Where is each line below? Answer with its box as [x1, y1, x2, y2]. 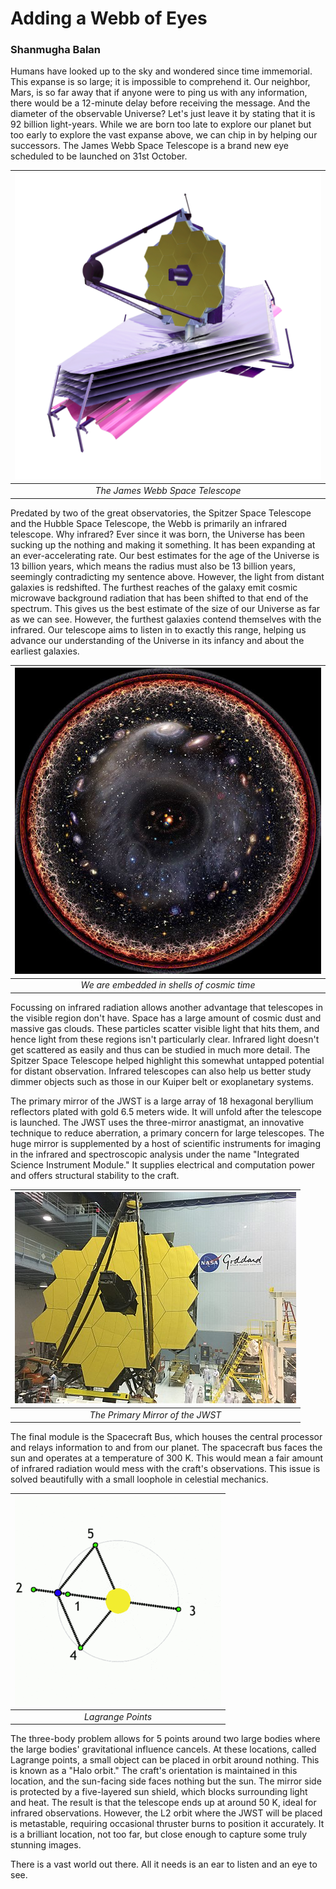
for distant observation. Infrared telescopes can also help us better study [10, 1065, 312, 1077]
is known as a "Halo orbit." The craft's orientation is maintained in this [10, 1765, 298, 1777]
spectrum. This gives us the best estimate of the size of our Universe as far [10, 602, 321, 614]
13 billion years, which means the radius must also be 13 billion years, [10, 560, 296, 572]
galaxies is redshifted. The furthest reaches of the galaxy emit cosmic [10, 581, 298, 593]
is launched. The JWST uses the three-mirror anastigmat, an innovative [10, 1116, 305, 1128]
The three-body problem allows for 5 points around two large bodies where [10, 1733, 321, 1745]
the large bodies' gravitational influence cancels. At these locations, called [10, 1743, 317, 1756]
